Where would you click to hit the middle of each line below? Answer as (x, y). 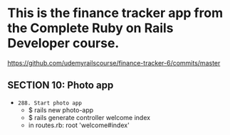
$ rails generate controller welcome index (89, 117)
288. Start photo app (49, 103)
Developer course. (63, 43)
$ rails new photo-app (61, 110)
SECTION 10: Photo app (61, 86)
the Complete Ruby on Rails (90, 28)
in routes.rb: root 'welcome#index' (79, 125)
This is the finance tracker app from (115, 13)
